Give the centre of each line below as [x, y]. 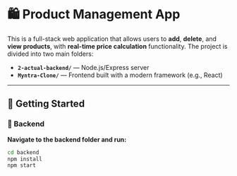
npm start [22, 165]
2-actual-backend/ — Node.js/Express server [83, 67]
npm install [25, 159]
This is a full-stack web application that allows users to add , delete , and [112, 39]
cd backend [23, 152]
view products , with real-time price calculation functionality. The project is [117, 46]
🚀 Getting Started [46, 104]
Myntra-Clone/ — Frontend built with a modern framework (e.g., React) [120, 75]
